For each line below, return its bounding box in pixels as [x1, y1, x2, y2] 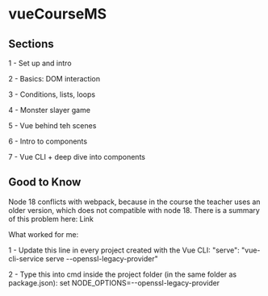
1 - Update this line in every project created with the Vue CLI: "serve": [8, 245, 240, 255]
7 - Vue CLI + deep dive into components [8, 152, 145, 161]
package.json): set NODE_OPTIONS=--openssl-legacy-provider [8, 277, 220, 287]
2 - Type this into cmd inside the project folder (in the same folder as [8, 269, 237, 279]
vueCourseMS [8, 5, 107, 23]
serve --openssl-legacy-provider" [45, 253, 159, 263]
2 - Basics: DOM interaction [8, 74, 101, 83]
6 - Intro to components [8, 136, 87, 146]
